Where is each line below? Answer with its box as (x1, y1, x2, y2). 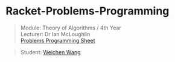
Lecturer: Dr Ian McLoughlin (20, 30, 91, 37)
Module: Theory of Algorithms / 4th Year (20, 24, 121, 31)
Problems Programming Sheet (20, 37, 95, 44)
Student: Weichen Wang (20, 48, 81, 55)
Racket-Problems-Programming (5, 4, 170, 18)
